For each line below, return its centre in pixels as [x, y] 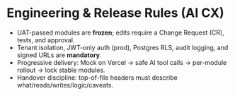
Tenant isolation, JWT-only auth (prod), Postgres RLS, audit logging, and [122, 47]
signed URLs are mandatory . [59, 55]
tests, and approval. [46, 40]
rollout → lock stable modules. [61, 70]
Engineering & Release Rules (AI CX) [115, 13]
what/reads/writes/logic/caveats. [65, 85]
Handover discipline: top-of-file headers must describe [97, 77]
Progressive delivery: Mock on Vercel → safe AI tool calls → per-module [122, 62]
